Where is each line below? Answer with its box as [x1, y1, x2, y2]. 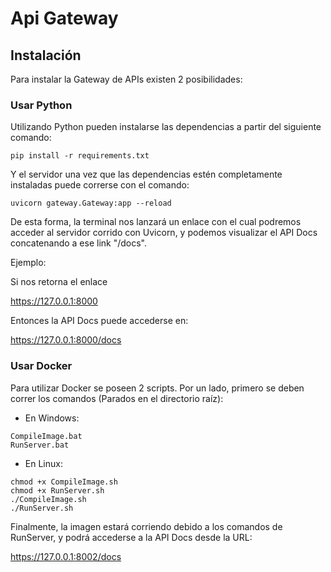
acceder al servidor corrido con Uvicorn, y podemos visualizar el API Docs [10, 227, 318, 239]
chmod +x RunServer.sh [10, 485, 105, 496]
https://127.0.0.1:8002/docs [10, 550, 122, 562]
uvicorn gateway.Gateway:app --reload [10, 198, 172, 209]
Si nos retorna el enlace [10, 276, 108, 288]
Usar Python [10, 98, 73, 112]
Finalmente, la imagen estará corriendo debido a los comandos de [10, 520, 283, 532]
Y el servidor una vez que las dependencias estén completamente [10, 168, 283, 181]
